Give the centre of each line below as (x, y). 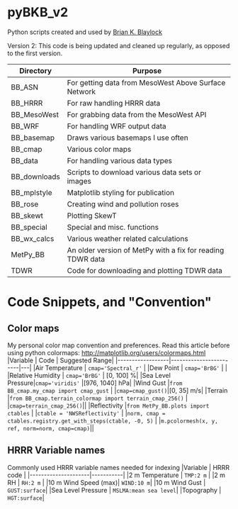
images (79, 181)
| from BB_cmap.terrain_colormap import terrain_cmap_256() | (97, 398)
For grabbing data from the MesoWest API (137, 114)
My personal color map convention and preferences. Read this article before (119, 345)
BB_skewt (27, 216)
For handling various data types (119, 160)
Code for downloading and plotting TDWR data (145, 270)
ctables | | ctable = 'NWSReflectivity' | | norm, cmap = (86, 413)
